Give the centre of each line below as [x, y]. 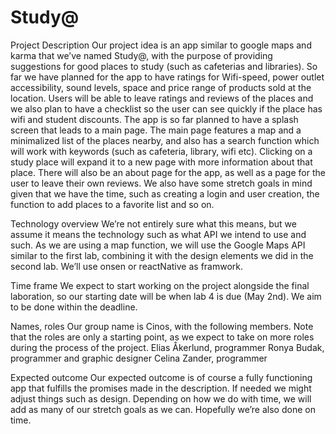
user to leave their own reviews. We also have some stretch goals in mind [161, 183]
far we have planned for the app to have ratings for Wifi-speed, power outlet [167, 77]
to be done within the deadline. [74, 307]
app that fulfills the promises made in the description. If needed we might [161, 388]
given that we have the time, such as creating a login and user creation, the [165, 193]
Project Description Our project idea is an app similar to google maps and [161, 45]
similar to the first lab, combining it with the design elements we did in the [162, 255]
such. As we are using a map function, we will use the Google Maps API [158, 245]
